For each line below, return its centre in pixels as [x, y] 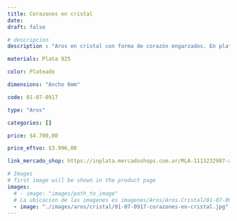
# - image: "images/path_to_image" [66, 193]
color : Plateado [31, 72]
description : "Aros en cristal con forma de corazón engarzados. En [112, 47]
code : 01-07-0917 [33, 97]
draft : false [26, 27]
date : [15, 20]
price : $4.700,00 [33, 136]
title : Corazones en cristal [50, 14]
